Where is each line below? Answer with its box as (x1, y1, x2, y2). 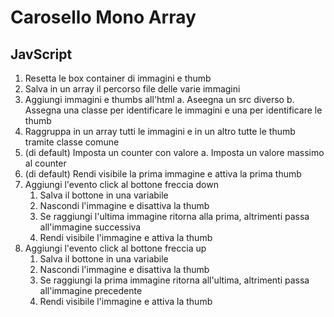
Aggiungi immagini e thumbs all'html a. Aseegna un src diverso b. (24, 94, 295, 105)
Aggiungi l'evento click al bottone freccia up (24, 242, 207, 254)
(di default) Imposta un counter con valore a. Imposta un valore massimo (24, 147, 325, 158)
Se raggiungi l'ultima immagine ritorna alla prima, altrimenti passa (39, 211, 310, 222)
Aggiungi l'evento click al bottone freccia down (24, 179, 219, 190)
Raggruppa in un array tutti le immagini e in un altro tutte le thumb (24, 126, 296, 137)
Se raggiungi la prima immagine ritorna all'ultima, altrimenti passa (39, 274, 310, 286)
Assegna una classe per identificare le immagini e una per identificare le (24, 104, 323, 116)
